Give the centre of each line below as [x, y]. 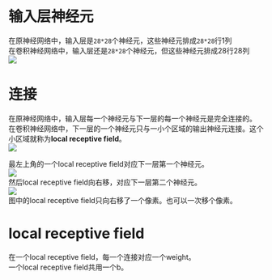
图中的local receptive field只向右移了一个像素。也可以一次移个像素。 [123, 200]
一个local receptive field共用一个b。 [68, 267]
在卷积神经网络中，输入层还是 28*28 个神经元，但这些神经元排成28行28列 [129, 50]
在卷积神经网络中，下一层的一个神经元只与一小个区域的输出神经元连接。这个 [136, 128]
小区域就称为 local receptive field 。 [68, 138]
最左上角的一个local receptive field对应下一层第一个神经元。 [108, 163]
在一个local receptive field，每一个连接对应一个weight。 [102, 257]
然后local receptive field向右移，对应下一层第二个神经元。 [105, 182]
